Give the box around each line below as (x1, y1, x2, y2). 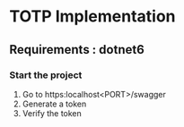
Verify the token (22, 107, 83, 118)
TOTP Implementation (9, 6, 177, 27)
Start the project (9, 69, 83, 81)
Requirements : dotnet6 (9, 42, 145, 57)
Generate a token (22, 98, 87, 109)
